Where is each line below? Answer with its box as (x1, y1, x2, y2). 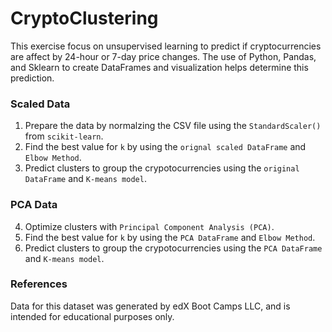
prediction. (10, 72, 55, 84)
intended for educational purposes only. (10, 310, 175, 322)
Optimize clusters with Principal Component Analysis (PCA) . (24, 220, 275, 232)
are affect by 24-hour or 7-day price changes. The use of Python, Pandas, (10, 50, 317, 62)
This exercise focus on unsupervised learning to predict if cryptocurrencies (10, 40, 322, 52)
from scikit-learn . (24, 130, 104, 142)
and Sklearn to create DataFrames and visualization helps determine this (10, 61, 309, 73)
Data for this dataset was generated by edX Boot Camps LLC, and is (10, 300, 291, 312)
